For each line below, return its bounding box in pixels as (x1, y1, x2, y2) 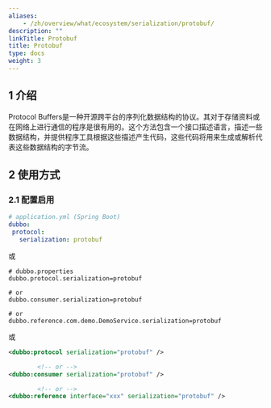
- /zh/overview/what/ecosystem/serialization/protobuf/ (23, 19, 215, 27)
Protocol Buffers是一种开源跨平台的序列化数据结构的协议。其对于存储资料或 (8, 111, 261, 121)
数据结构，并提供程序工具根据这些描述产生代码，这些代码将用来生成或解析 (8, 132, 256, 141)
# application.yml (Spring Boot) (8, 213, 121, 221)
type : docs (8, 49, 45, 57)
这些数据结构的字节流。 (15, 142, 94, 152)
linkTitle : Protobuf (8, 34, 78, 43)
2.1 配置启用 (8, 195, 55, 205)
